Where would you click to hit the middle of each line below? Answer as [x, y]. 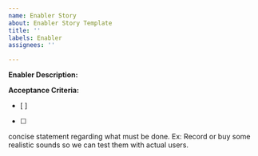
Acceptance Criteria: [44, 90]
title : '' [25, 30]
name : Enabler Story [43, 16]
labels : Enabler [35, 38]
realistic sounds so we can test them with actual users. [99, 145]
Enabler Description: [43, 75]
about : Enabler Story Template [60, 23]
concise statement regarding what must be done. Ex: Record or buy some [129, 137]
